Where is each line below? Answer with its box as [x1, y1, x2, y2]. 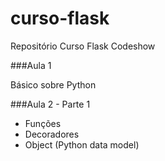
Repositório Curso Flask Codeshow [10, 40, 156, 52]
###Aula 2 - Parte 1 [10, 98, 91, 110]
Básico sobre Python [10, 78, 97, 91]
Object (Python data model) [24, 138, 140, 151]
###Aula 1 [10, 59, 52, 71]
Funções [24, 117, 62, 129]
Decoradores [24, 128, 80, 140]
